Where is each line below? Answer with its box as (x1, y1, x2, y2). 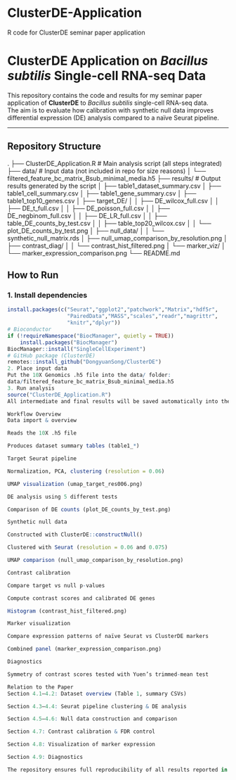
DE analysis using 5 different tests (7, 493, 118, 500)
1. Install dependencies (7, 290, 88, 300)
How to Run (7, 269, 59, 281)
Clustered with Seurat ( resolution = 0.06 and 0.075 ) (7, 544, 169, 551)
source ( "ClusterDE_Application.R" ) (7, 391, 112, 398)
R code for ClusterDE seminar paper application (7, 28, 145, 37)
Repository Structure (7, 141, 102, 153)
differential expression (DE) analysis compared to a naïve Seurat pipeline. (7, 113, 220, 122)
